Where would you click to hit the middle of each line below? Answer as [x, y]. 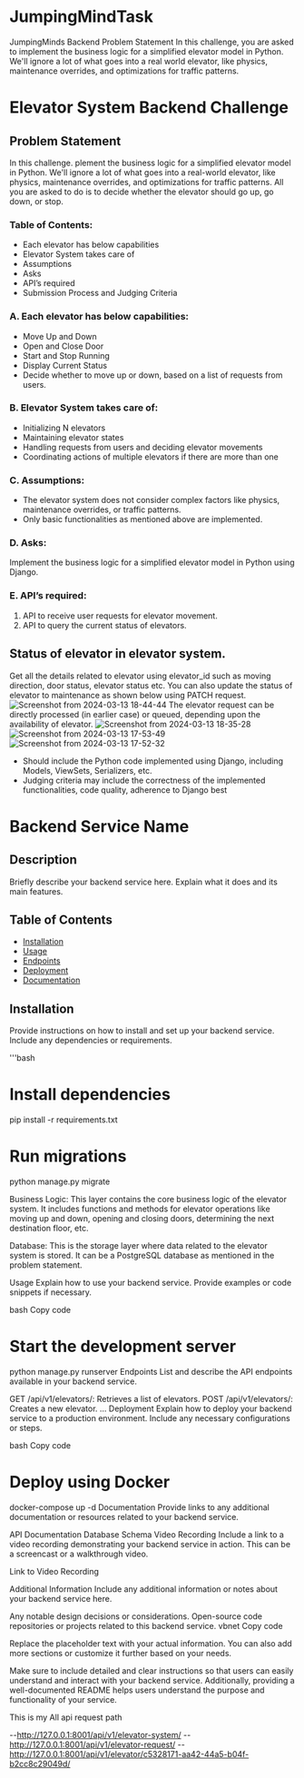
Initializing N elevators [64, 428]
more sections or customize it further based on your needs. [121, 1653]
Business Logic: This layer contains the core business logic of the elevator [148, 1200]
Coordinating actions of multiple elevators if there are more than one [150, 457]
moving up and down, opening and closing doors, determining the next [142, 1219]
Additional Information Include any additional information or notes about [144, 1589]
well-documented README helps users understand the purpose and [137, 1690]
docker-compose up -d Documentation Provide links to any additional [139, 1507]
